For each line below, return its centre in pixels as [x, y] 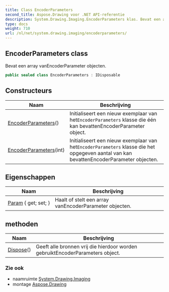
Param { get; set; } [29, 203]
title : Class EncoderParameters [39, 10]
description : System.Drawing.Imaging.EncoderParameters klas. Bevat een [83, 19]
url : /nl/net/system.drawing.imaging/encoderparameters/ [66, 33]
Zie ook [15, 268]
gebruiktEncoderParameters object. [78, 253]
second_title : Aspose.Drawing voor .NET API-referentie [65, 15]
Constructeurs [29, 91]
